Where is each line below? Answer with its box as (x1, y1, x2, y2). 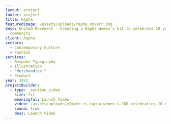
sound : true (14, 106, 40, 111)
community (10, 31, 31, 36)
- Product (10, 73, 31, 78)
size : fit (14, 92, 36, 97)
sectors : (5, 40, 24, 46)
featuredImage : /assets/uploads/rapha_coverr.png (5, 21, 113, 27)
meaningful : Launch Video (14, 97, 70, 102)
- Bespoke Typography (10, 59, 56, 64)
